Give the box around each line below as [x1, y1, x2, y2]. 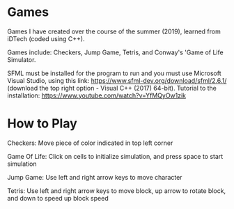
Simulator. [7, 55, 36, 63]
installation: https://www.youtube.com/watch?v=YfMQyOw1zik [7, 91, 187, 100]
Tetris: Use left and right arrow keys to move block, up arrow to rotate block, [7, 186, 226, 195]
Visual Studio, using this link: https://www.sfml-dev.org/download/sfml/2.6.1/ [7, 76, 227, 84]
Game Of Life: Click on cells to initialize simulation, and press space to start [7, 152, 224, 160]
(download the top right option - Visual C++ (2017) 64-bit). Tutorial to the [7, 84, 217, 92]
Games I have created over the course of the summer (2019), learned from [7, 27, 221, 36]
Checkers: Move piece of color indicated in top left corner [7, 139, 173, 147]
